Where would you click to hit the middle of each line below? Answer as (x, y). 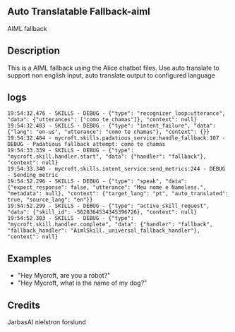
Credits (24, 305)
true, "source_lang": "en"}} (50, 200)
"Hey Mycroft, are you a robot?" (64, 276)
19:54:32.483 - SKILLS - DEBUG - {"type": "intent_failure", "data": (112, 126)
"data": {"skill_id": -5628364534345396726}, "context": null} (102, 212)
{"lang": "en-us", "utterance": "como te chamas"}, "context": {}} (109, 132)
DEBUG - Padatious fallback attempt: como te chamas (86, 145)
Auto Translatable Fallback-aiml (79, 12)
